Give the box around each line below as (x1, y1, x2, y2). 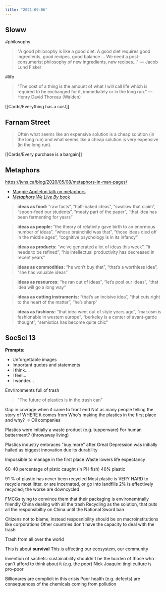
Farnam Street (5, 118, 51, 127)
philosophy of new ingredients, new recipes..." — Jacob (44, 59, 158, 65)
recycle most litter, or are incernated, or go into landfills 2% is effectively (5, 481, 154, 487)
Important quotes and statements (12, 362, 81, 368)
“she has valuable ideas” (17, 269, 68, 276)
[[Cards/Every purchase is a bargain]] (5, 151, 82, 157)
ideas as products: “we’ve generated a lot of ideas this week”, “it (17, 244, 151, 250)
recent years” (17, 254, 46, 261)
